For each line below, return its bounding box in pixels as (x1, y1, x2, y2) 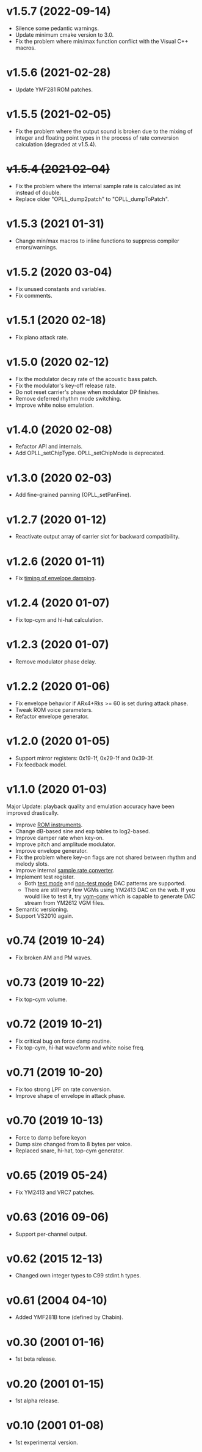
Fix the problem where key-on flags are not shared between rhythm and (15, 853, 197, 861)
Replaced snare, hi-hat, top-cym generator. (15, 1147, 124, 1154)
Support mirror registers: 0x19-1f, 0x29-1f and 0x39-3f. (15, 755, 154, 762)
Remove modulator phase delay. (15, 658, 96, 665)
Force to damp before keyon (15, 1133, 87, 1141)
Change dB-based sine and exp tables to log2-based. (15, 827, 151, 834)
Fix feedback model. (15, 761, 67, 768)
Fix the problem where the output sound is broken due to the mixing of (15, 127, 193, 135)
